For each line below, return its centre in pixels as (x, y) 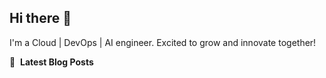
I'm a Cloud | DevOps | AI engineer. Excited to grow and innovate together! (163, 42)
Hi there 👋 (40, 18)
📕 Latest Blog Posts (51, 62)
